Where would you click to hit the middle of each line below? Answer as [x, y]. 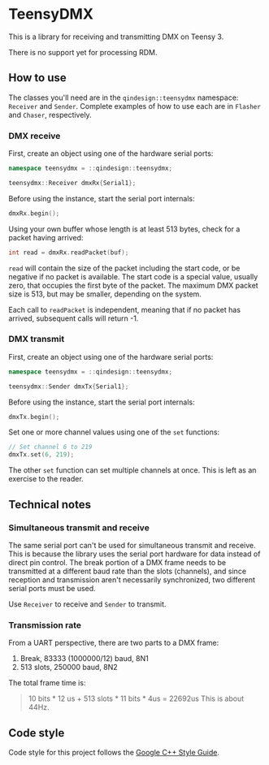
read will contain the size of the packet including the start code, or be [124, 268]
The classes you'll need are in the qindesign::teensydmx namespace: [124, 97]
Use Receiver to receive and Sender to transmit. [87, 604]
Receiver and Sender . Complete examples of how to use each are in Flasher [135, 106]
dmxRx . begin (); [34, 213]
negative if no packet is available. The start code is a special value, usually [133, 276]
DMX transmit [37, 339]
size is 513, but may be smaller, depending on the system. [105, 294]
